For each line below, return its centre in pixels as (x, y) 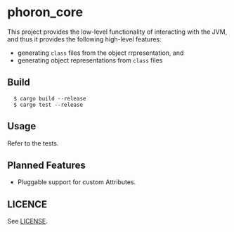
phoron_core (45, 12)
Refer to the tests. (33, 143)
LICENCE (27, 204)
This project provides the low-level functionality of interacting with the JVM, (117, 32)
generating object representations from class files (90, 60)
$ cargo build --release (50, 98)
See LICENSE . (27, 221)
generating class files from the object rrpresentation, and (100, 53)
